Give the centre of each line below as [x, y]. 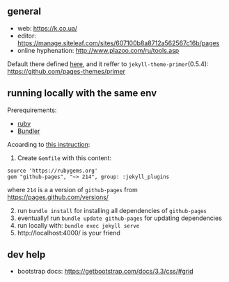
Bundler [29, 131]
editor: [27, 36]
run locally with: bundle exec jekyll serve [78, 225]
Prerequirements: [32, 110]
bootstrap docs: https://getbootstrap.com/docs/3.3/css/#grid [105, 272]
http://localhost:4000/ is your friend [69, 233]
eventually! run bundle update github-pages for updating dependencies [120, 218]
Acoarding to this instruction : [49, 144]
